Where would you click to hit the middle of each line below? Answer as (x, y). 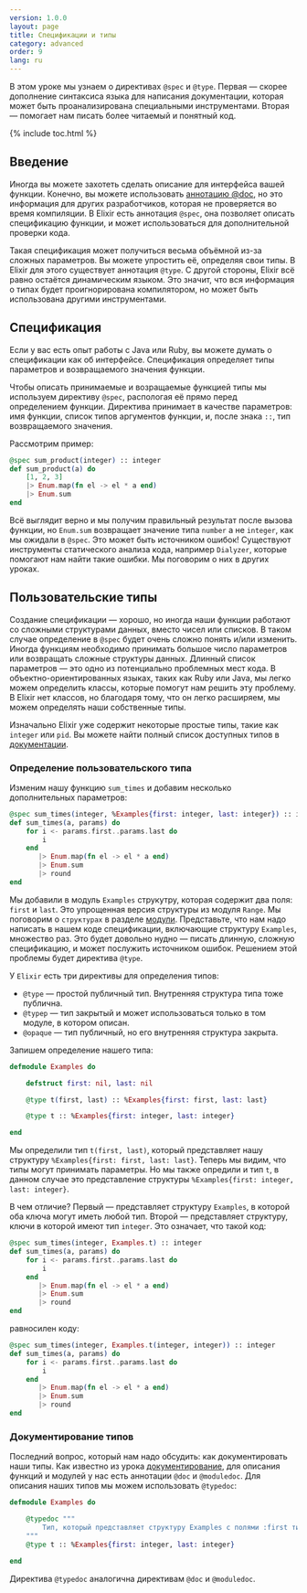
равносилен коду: (44, 1329)
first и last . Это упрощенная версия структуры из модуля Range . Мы (145, 909)
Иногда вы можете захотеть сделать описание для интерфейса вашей (147, 184)
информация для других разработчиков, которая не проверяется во (143, 203)
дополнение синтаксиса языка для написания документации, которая (147, 96)
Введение (39, 162)
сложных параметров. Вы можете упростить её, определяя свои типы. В (153, 260)
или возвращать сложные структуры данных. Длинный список (132, 658)
